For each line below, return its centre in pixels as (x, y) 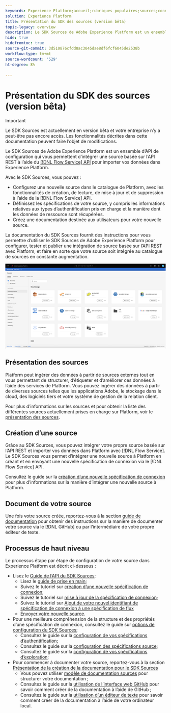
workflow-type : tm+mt (28, 54)
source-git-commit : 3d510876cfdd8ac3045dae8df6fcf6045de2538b (73, 48)
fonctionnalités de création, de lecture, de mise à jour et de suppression (88, 193)
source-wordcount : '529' (32, 59)
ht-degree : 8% (20, 64)
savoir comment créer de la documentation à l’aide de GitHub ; (86, 690)
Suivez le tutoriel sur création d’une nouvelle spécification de (84, 587)
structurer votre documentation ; (54, 679)
